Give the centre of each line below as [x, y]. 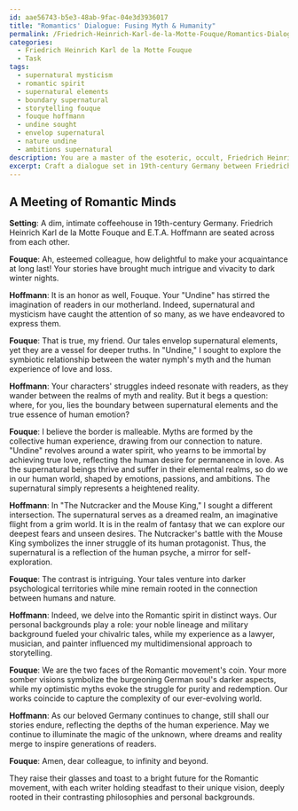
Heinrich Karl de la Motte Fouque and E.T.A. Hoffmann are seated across [142, 232]
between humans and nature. [63, 598]
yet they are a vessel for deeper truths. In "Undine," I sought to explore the [145, 350]
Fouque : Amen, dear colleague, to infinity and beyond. [109, 761]
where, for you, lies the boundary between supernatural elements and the [144, 405]
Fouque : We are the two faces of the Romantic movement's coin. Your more [148, 670]
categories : [31, 42]
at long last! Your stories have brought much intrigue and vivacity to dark [142, 269]
